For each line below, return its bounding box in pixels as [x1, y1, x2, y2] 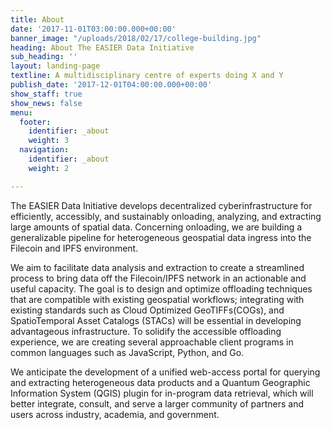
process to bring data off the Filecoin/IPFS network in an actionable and [10, 272, 307, 284]
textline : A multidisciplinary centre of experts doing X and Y [10, 71, 284, 81]
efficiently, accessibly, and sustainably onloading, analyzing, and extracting [10, 210, 322, 222]
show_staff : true [10, 89, 83, 99]
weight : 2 [28, 163, 70, 173]
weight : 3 [28, 136, 70, 146]
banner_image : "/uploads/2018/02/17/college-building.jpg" [10, 33, 262, 43]
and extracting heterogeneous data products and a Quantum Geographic [10, 376, 311, 388]
